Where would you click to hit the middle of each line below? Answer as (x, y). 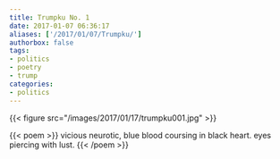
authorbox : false (42, 42)
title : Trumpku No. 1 (50, 17)
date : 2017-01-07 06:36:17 (59, 26)
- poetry (25, 68)
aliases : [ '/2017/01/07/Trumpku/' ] (76, 34)
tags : (19, 51)
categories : (31, 84)
